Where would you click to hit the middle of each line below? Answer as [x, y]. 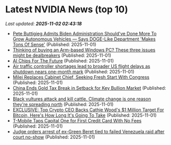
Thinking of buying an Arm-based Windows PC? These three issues [84, 50]
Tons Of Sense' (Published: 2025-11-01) [54, 44]
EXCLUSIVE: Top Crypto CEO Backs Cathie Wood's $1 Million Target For [88, 110]
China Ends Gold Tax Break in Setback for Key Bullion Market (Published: [89, 88]
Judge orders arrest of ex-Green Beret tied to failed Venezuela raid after [89, 131]
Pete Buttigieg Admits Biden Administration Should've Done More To [84, 33]
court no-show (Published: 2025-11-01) [54, 137]
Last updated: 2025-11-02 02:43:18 [44, 24]
